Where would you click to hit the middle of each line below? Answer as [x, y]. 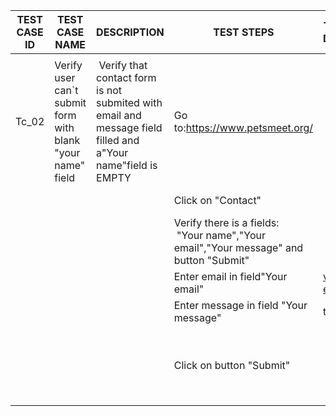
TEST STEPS [244, 32]
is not [109, 90]
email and [119, 115]
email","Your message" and [238, 247]
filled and [118, 140]
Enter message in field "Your [240, 305]
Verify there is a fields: [226, 222]
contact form [126, 77]
